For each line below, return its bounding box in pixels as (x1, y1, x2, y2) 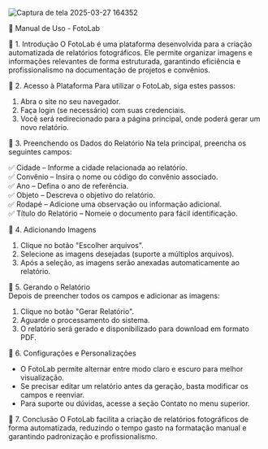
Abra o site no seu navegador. (19, 97, 121, 106)
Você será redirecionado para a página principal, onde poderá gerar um (19, 114, 261, 124)
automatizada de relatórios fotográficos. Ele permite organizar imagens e (8, 48, 253, 57)
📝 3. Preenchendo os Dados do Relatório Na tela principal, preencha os (8, 138, 246, 148)
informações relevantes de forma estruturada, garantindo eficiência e (8, 57, 241, 66)
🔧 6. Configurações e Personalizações (8, 348, 136, 358)
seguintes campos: (8, 147, 72, 156)
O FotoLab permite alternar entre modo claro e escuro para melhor (19, 364, 244, 373)
